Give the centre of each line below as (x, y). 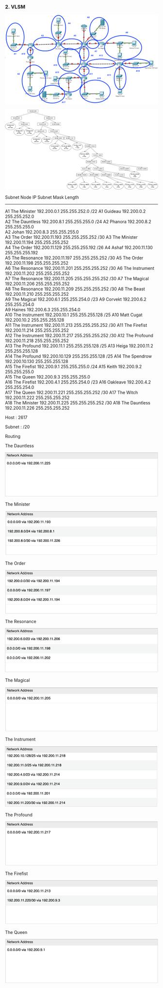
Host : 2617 (16, 418)
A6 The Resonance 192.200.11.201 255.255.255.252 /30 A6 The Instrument (80, 268)
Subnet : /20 (17, 427)
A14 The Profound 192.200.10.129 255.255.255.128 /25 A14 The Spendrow (78, 356)
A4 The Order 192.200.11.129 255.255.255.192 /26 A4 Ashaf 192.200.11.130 (79, 247)
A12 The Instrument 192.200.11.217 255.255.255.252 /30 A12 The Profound (79, 336)
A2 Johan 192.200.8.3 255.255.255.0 (42, 232)
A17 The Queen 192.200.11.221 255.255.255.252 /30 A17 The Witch (72, 393)
